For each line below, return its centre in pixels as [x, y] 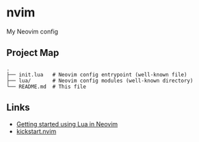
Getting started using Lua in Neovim [67, 124]
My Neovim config [32, 31]
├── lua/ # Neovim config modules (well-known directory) [100, 81]
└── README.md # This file [47, 87]
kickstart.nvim [36, 131]
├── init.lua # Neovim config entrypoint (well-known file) [97, 74]
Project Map [33, 53]
